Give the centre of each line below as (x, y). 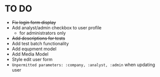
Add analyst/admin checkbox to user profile (57, 27)
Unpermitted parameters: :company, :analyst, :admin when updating (83, 65)
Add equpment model (34, 49)
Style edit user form (32, 59)
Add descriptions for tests (39, 38)
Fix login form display (34, 22)
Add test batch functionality (40, 43)
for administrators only (42, 33)
